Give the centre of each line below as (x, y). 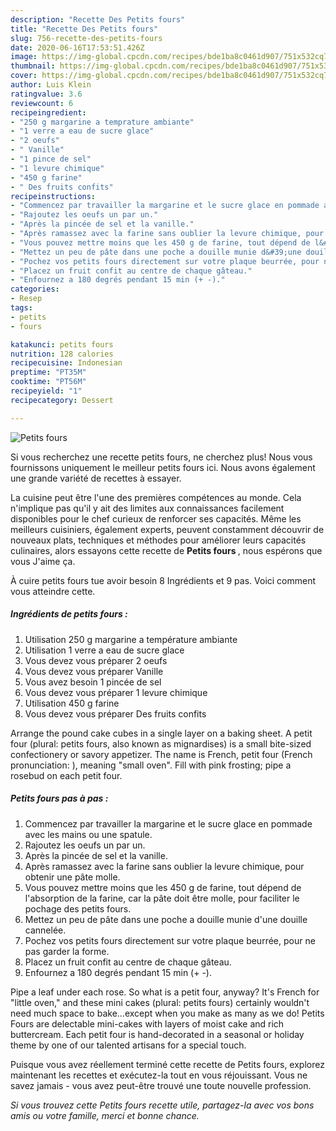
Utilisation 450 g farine (72, 703)
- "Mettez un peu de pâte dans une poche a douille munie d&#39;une (156, 252)
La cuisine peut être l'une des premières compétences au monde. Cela (156, 497)
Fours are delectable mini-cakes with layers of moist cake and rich (147, 1023)
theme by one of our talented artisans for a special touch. (128, 1045)
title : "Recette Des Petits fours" (84, 29)
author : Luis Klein (51, 85)
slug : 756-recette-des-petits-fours (86, 38)
